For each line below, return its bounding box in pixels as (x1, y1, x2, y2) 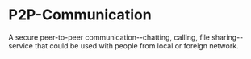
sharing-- (211, 32, 244, 42)
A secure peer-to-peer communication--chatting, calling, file (8, 32, 211, 42)
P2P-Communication (8, 6, 152, 24)
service (8, 40, 34, 50)
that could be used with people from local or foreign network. (35, 40, 240, 50)
